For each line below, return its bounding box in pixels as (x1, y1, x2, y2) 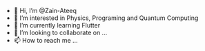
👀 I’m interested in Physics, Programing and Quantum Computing (13, 14, 199, 22)
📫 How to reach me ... (13, 37, 78, 44)
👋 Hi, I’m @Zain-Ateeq (13, 7, 77, 14)
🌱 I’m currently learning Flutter (13, 21, 101, 29)
